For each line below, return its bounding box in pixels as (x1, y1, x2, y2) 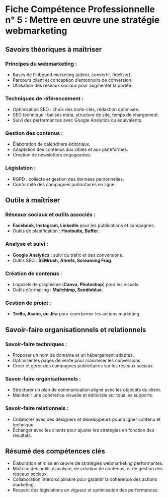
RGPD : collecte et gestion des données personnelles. (12, 176, 124, 182)
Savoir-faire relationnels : (5, 405, 69, 412)
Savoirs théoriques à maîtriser (5, 45, 102, 53)
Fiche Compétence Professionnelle (5, 4, 155, 15)
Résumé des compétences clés (5, 447, 106, 456)
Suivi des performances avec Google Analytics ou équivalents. (12, 117, 143, 123)
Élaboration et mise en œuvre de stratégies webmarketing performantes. (12, 460, 163, 466)
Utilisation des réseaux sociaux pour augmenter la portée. (12, 82, 133, 88)
